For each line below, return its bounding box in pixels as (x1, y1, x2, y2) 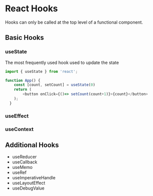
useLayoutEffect (12, 180, 46, 186)
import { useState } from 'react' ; (5, 69, 78, 74)
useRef (12, 169, 27, 175)
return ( (14, 87, 32, 92)
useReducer (12, 154, 37, 160)
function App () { (5, 78, 41, 83)
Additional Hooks (5, 141, 59, 149)
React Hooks (5, 3, 58, 14)
